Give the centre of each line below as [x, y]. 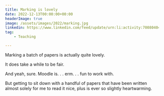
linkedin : [15, 28]
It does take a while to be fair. [35, 64]
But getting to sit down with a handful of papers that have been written [76, 83]
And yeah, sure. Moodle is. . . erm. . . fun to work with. [60, 74]
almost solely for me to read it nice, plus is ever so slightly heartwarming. [79, 88]
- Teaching [25, 37]
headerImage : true [24, 19]
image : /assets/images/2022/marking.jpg [47, 23]
